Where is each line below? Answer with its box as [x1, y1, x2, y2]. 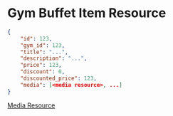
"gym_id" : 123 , [20, 41, 65, 49]
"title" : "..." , [20, 48, 69, 56]
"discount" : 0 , [20, 68, 65, 75]
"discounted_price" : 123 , [20, 75, 98, 83]
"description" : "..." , [20, 55, 88, 62]
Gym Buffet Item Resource [7, 5, 167, 21]
